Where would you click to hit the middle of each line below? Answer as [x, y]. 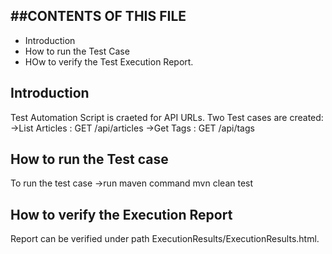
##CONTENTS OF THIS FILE [98, 16]
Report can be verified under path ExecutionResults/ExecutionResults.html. [165, 239]
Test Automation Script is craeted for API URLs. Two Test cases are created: [167, 117]
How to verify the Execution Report [121, 214]
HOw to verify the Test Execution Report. [109, 61]
